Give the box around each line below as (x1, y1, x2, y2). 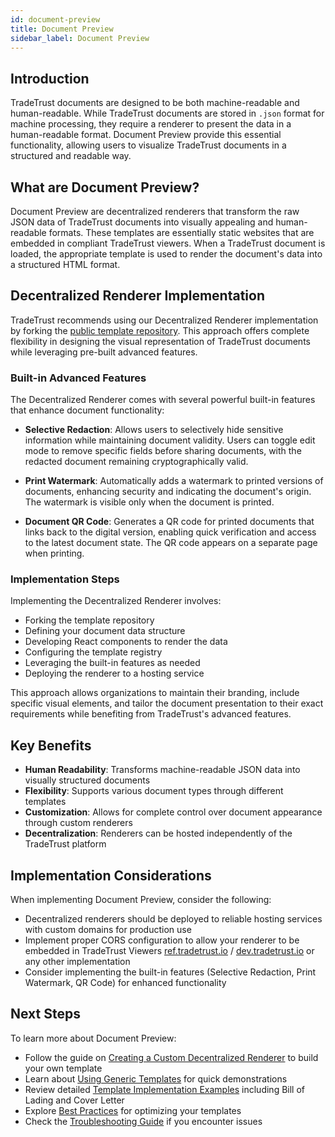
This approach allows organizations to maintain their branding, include (10, 687, 300, 699)
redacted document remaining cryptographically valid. (24, 456, 249, 468)
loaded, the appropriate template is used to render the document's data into (10, 248, 323, 260)
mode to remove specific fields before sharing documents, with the (24, 445, 302, 457)
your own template (24, 1062, 103, 1074)
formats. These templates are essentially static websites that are (48, 227, 315, 238)
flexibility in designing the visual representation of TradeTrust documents (10, 335, 311, 347)
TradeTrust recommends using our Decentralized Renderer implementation (10, 314, 319, 326)
